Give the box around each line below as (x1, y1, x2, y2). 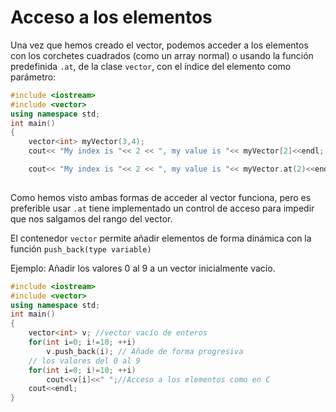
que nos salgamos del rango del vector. (10, 212, 173, 225)
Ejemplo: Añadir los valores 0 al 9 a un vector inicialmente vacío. (10, 262, 276, 274)
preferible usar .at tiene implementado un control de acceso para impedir (10, 202, 315, 214)
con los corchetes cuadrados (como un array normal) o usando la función (10, 49, 314, 61)
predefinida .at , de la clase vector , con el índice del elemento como (10, 60, 292, 72)
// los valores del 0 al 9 (28, 356, 141, 366)
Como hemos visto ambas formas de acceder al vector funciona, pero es (10, 191, 312, 203)
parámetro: (10, 71, 57, 83)
